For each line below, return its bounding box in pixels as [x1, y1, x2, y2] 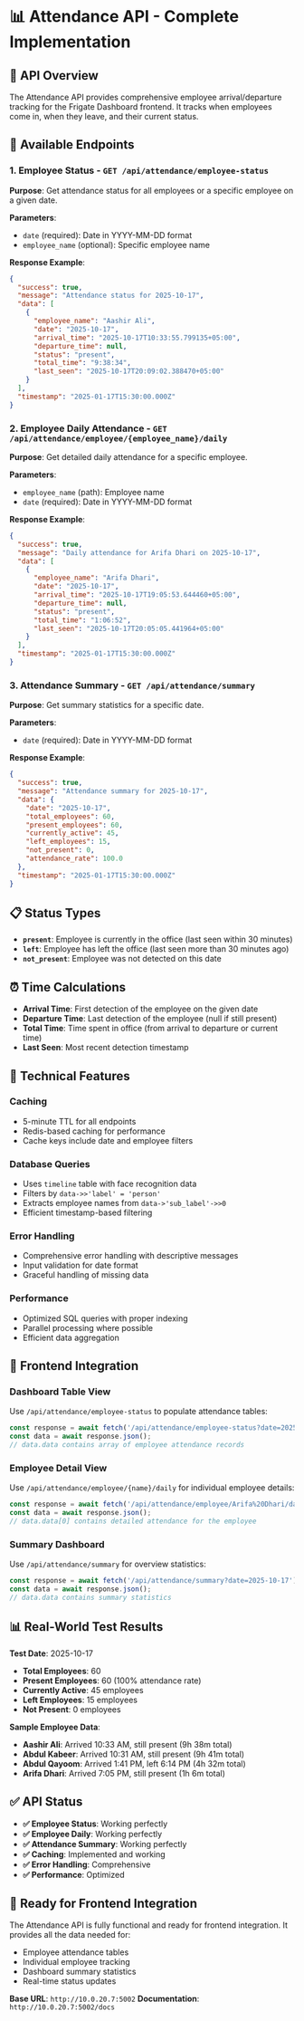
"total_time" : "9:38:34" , [33, 359, 131, 368]
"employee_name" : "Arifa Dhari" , [33, 573, 160, 583]
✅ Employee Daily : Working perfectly [22, 1828, 163, 1839]
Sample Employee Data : [9, 1721, 101, 1732]
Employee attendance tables [22, 1947, 129, 1958]
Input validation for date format [22, 1260, 138, 1271]
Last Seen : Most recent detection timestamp [22, 1042, 189, 1053]
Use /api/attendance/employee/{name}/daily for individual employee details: [9, 1482, 295, 1493]
